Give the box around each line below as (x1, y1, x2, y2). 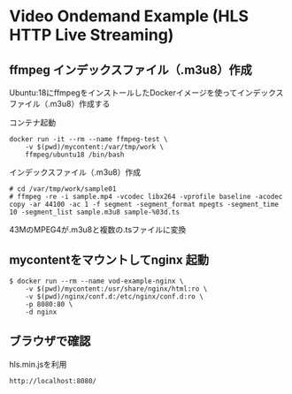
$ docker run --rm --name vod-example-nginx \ (9, 277, 184, 285)
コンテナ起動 (9, 117, 56, 127)
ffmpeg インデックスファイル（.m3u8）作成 (9, 62, 252, 77)
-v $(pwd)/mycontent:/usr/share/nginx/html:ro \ (25, 284, 208, 293)
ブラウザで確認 (9, 334, 91, 349)
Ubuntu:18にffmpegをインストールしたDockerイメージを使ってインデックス (9, 87, 284, 98)
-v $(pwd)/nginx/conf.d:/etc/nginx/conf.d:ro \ (25, 292, 204, 301)
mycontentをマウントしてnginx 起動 (9, 253, 210, 268)
